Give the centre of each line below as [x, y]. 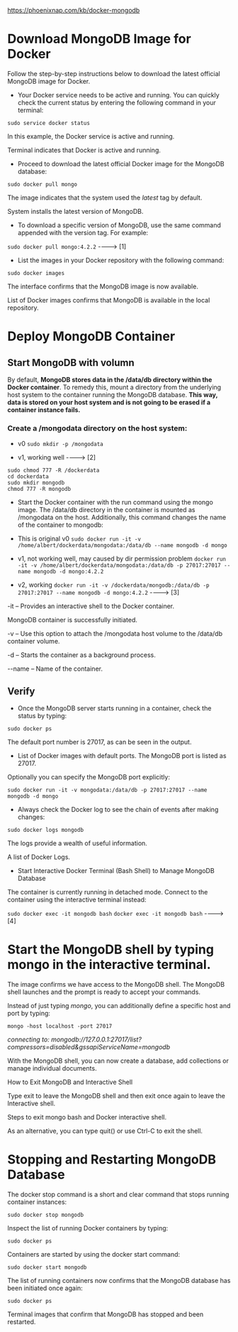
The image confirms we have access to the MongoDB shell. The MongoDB [116, 984]
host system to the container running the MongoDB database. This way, [113, 394]
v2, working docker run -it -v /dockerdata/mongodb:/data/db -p [113, 585]
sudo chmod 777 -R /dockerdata [53, 471]
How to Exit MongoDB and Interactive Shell [70, 1082]
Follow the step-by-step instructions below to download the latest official [114, 73]
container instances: [37, 1202]
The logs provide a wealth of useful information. [77, 843]
